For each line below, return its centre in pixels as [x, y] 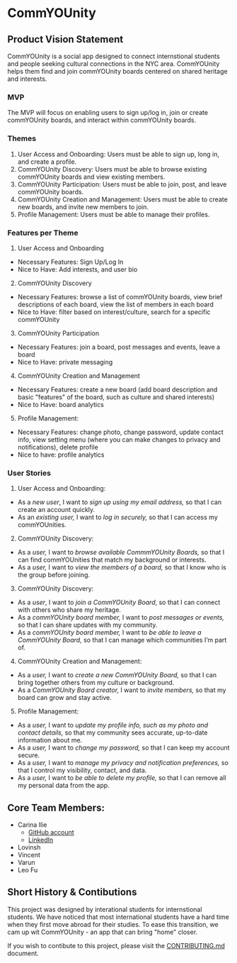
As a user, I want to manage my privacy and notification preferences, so [123, 763]
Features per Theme [43, 233]
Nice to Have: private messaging [65, 362]
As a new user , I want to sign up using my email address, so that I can [119, 502]
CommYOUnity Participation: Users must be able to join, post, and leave [122, 184]
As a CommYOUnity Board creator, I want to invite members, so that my [122, 690]
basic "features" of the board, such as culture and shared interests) [116, 397]
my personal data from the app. [63, 786]
